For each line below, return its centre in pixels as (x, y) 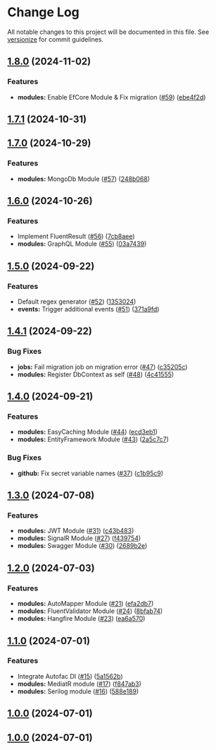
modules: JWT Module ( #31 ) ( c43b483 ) (76, 531)
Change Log (43, 12)
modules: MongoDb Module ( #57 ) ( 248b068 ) (83, 179)
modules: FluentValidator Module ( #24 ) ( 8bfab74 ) (90, 611)
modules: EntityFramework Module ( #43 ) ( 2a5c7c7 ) (93, 439)
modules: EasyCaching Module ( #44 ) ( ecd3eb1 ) (88, 432)
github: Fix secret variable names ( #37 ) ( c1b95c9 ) (90, 473)
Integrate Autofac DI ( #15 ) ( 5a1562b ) (70, 676)
